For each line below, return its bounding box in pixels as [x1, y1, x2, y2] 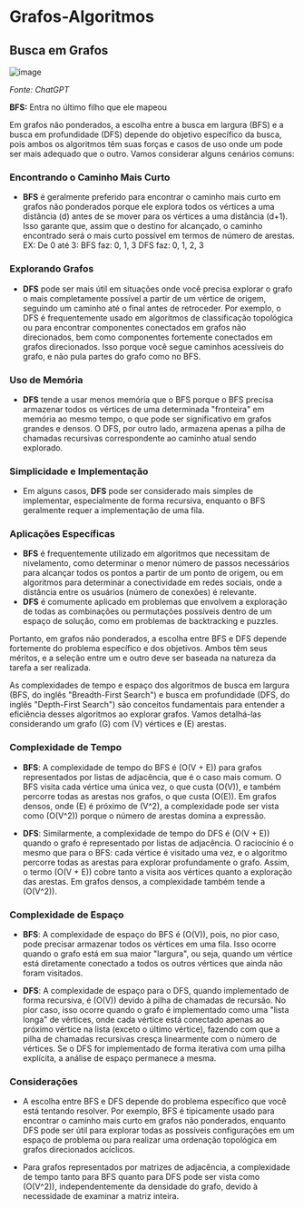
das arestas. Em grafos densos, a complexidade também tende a [22, 876, 266, 887]
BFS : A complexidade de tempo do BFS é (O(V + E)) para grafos [22, 761, 262, 773]
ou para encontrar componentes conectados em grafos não [22, 322, 247, 332]
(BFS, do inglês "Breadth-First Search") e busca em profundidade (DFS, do [9, 689, 290, 700]
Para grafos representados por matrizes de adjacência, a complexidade [22, 1162, 290, 1173]
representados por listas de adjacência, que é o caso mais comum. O [22, 771, 282, 782]
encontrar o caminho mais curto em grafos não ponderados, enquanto [22, 1115, 286, 1126]
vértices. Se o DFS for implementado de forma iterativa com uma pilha [22, 1043, 286, 1055]
